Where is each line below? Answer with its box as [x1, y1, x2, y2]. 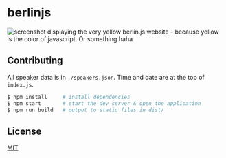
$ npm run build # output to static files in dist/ [7, 106, 165, 113]
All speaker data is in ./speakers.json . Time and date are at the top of [7, 73, 205, 81]
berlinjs [7, 5, 52, 21]
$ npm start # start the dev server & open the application [7, 100, 201, 107]
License [7, 125, 42, 137]
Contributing [7, 55, 63, 67]
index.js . [7, 80, 34, 89]
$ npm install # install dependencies [7, 93, 131, 100]
